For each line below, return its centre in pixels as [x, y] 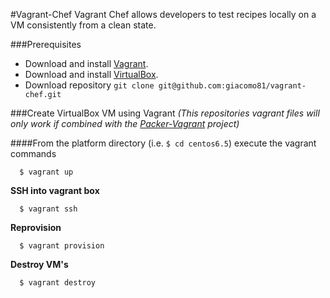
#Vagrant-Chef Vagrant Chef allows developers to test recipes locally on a [163, 14]
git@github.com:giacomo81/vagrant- [232, 86]
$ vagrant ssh [48, 209]
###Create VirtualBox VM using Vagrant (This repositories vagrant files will [165, 113]
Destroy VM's [39, 264]
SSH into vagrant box [55, 190]
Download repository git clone [89, 85]
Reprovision [36, 227]
